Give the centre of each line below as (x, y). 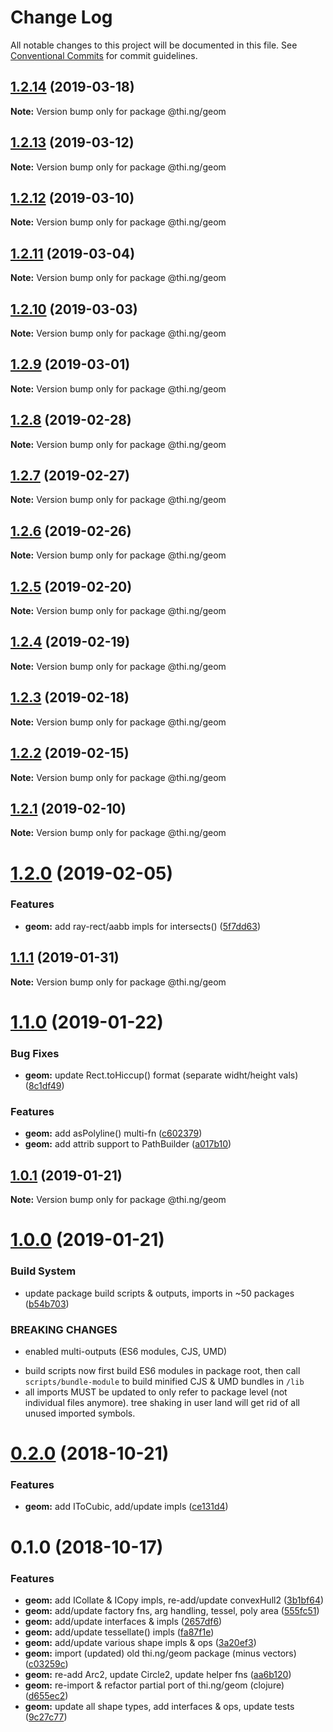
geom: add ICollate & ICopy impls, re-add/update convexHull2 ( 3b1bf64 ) (174, 1600)
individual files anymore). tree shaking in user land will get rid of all (162, 1402)
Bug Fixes (35, 1053)
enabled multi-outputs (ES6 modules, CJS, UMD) (126, 1351)
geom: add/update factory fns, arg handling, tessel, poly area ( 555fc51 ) (172, 1610)
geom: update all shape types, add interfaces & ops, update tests (159, 1706)
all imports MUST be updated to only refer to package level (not (156, 1392)
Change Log (61, 17)
